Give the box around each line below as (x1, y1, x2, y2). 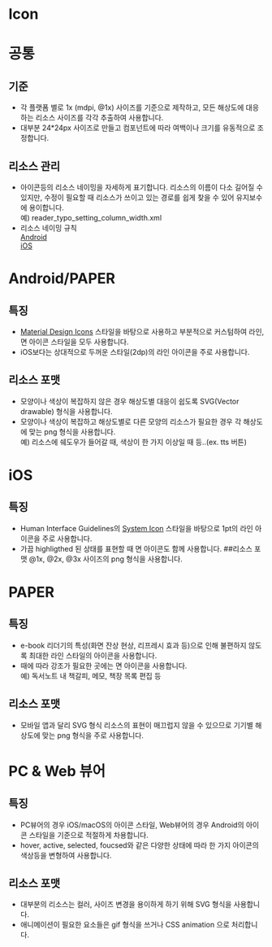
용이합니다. (28, 203, 65, 212)
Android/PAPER (8, 269, 116, 288)
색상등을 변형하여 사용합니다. (19, 850, 112, 860)
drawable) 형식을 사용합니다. (19, 406, 113, 416)
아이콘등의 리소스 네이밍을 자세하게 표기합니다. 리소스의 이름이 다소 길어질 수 (19, 182, 264, 192)
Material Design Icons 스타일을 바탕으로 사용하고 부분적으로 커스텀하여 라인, (19, 327, 265, 336)
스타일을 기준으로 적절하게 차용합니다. (28, 830, 149, 840)
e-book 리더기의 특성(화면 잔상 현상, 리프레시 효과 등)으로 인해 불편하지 (19, 640, 247, 650)
